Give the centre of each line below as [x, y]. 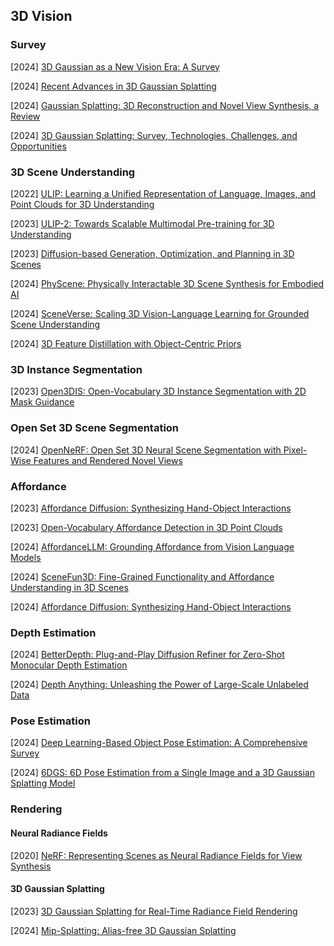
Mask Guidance [42, 402]
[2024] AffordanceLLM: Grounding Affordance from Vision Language [152, 546]
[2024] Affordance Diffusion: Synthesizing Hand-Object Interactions [151, 606]
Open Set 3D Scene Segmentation [95, 428]
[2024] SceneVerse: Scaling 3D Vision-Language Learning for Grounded [160, 313]
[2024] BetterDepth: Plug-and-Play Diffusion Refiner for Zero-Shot [147, 655]
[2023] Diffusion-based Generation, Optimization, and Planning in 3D [152, 253]
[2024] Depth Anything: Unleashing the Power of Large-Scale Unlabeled [159, 685]
